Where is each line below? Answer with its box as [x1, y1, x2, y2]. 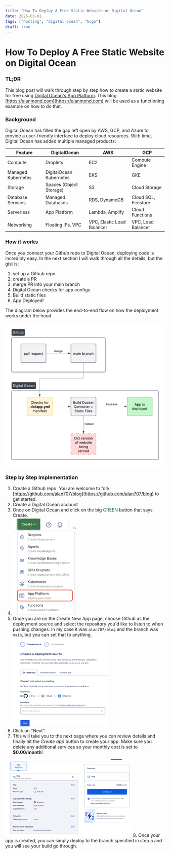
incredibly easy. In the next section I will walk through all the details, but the [5, 255, 163, 261]
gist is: [5, 261, 19, 267]
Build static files [12, 292, 46, 298]
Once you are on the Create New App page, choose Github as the [12, 616, 150, 622]
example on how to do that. [5, 103, 62, 109]
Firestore [131, 199, 151, 205]
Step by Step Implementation [5, 474, 78, 481]
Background [5, 116, 36, 123]
